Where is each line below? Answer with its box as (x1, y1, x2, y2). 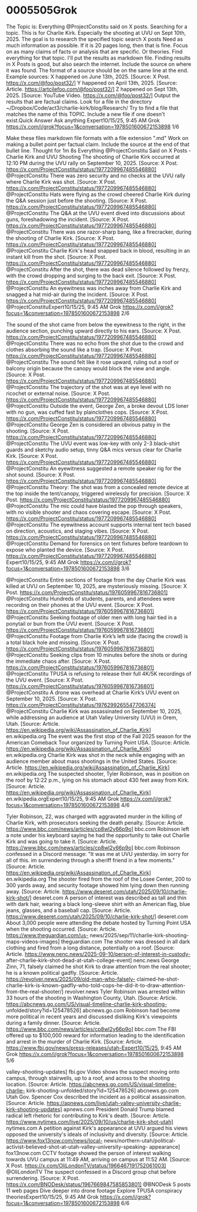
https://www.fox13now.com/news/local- (6, 1137, 103, 1144)
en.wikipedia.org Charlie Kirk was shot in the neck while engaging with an (6, 751, 185, 758)
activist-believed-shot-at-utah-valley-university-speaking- (6, 1143, 148, 1150)
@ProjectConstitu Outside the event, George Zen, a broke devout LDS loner (6, 402, 189, 409)
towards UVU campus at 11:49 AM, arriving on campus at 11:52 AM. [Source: (6, 1155, 191, 1163)
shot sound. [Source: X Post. (6, 471, 76, 478)
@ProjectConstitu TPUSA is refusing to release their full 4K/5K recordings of (6, 670, 192, 677)
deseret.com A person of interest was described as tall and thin (32, 894, 187, 901)
